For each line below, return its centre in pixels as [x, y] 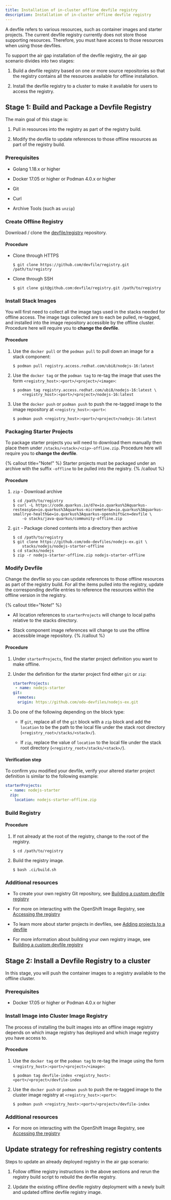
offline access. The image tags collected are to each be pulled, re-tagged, [83, 317]
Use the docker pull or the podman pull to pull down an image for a [83, 351]
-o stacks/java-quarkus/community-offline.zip [72, 519]
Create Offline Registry [34, 221]
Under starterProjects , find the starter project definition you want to [85, 659]
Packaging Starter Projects [39, 432]
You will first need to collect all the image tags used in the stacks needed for [85, 312]
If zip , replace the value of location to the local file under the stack [91, 742]
